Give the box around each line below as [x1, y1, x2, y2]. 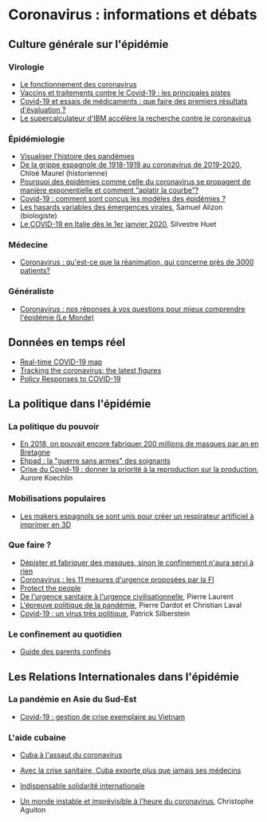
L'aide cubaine [8, 732, 66, 743]
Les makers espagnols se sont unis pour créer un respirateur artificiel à [19, 511, 254, 521]
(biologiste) [19, 211, 57, 220]
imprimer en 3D [19, 519, 72, 529]
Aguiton [19, 805, 46, 815]
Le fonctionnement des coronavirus [19, 79, 137, 89]
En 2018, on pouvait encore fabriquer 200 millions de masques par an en [19, 439, 259, 449]
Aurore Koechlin [19, 473, 73, 482]
